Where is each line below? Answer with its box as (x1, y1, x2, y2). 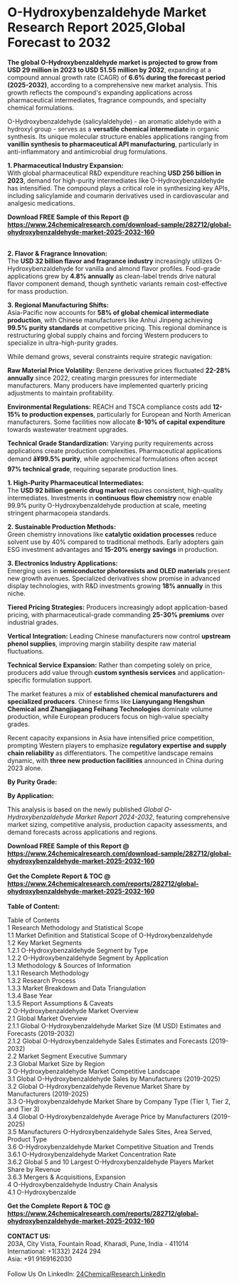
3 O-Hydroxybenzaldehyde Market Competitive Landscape (7, 1067, 181, 1075)
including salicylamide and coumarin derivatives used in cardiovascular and (7, 191, 229, 200)
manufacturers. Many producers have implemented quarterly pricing (7, 381, 208, 390)
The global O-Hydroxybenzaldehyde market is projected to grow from (7, 58, 218, 66)
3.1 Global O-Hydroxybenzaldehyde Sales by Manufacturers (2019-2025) (7, 1075, 221, 1083)
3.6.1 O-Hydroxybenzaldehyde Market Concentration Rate (7, 1150, 176, 1158)
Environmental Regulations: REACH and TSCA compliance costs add (7, 402, 211, 411)
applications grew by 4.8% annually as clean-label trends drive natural (7, 272, 216, 280)
